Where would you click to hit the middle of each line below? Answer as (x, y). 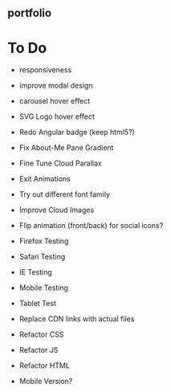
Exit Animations (45, 179)
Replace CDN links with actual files (77, 319)
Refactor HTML (44, 365)
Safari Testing (42, 257)
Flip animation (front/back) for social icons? (91, 226)
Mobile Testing (44, 288)
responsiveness (45, 70)
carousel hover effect (55, 101)
